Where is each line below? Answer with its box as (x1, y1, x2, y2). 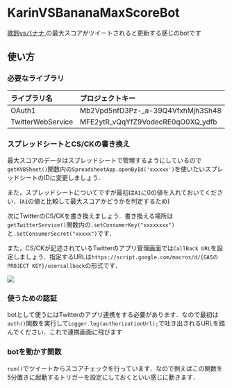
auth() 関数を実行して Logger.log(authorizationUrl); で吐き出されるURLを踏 (7, 319, 226, 328)
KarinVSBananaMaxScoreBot (7, 5, 180, 21)
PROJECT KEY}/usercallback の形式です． (7, 261, 122, 269)
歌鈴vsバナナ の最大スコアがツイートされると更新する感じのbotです (7, 29, 201, 37)
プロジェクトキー (79, 93, 136, 103)
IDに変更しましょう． (43, 173, 104, 181)
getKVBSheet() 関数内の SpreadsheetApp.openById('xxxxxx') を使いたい (7, 165, 206, 173)
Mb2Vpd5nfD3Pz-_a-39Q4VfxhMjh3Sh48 (79, 106, 222, 115)
